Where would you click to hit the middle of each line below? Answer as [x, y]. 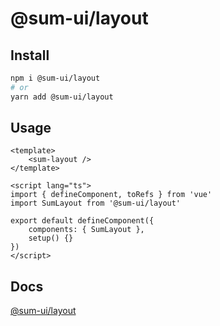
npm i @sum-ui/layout [55, 78]
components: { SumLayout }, [86, 230]
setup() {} [51, 238]
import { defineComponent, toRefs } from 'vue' [111, 195]
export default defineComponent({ [82, 221]
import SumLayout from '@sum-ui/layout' [96, 203]
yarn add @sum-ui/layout [62, 97]
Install [30, 55]
